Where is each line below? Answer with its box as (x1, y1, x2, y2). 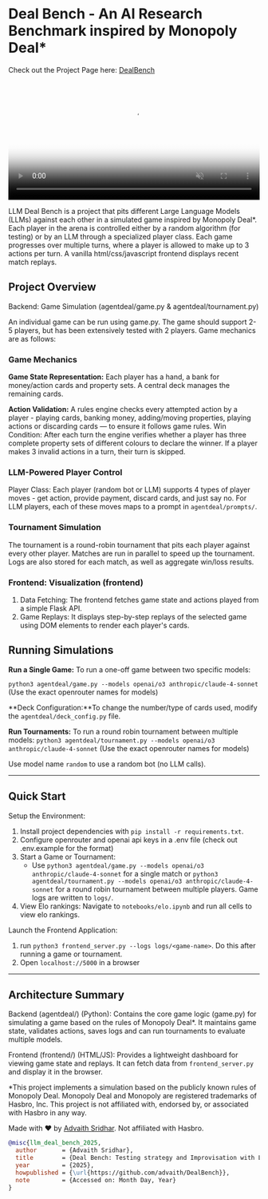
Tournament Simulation (8, 522, 101, 533)
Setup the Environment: (8, 811, 86, 821)
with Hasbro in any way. (8, 1108, 87, 1118)
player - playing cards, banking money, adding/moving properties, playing (8, 413, 251, 423)
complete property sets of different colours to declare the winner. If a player (8, 438, 258, 448)
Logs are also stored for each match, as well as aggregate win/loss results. (8, 556, 254, 567)
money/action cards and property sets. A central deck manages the (8, 381, 230, 390)
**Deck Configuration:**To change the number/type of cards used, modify (8, 702, 258, 712)
